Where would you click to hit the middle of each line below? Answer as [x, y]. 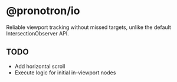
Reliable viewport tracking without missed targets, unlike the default [88, 27]
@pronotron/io [43, 11]
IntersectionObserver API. [37, 33]
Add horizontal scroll [40, 66]
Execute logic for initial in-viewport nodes [65, 73]
